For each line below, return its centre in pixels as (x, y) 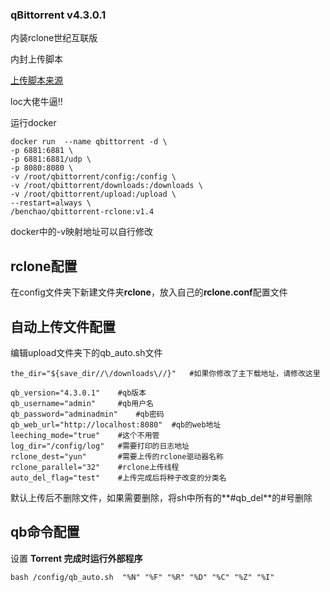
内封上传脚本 (36, 59)
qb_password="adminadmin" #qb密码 (87, 414)
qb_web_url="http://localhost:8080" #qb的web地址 (116, 424)
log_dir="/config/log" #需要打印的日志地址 (100, 446)
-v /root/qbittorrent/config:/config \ (93, 177)
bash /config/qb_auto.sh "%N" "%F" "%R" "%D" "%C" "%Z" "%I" (142, 577)
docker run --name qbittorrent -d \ (89, 142)
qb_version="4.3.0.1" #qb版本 (78, 393)
